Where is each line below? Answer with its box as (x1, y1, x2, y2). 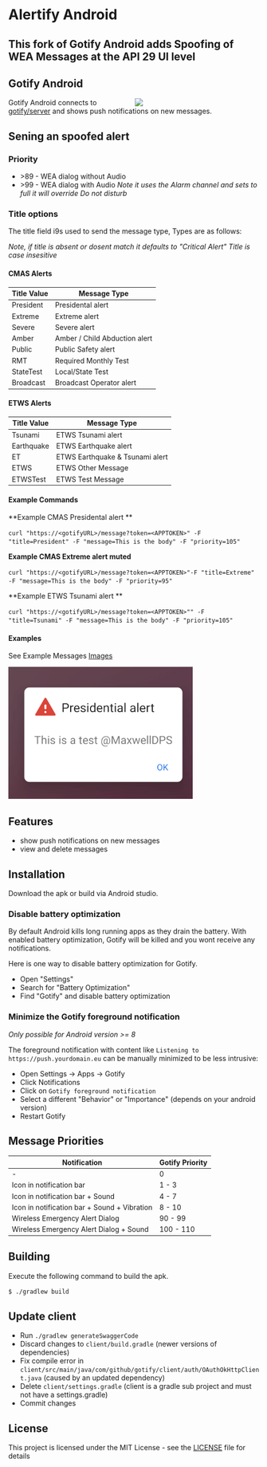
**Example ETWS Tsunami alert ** (8, 592, 124, 601)
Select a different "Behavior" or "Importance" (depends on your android (19, 1094, 257, 1103)
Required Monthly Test (54, 356, 129, 365)
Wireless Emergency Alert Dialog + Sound (11, 1225, 149, 1234)
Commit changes (19, 1398, 77, 1408)
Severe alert (54, 322, 95, 332)
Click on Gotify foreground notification (19, 1086, 156, 1095)
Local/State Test (54, 367, 109, 376)
